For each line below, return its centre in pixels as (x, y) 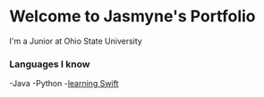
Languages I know (50, 64)
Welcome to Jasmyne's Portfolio (133, 16)
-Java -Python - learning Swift (64, 84)
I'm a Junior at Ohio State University (76, 41)
